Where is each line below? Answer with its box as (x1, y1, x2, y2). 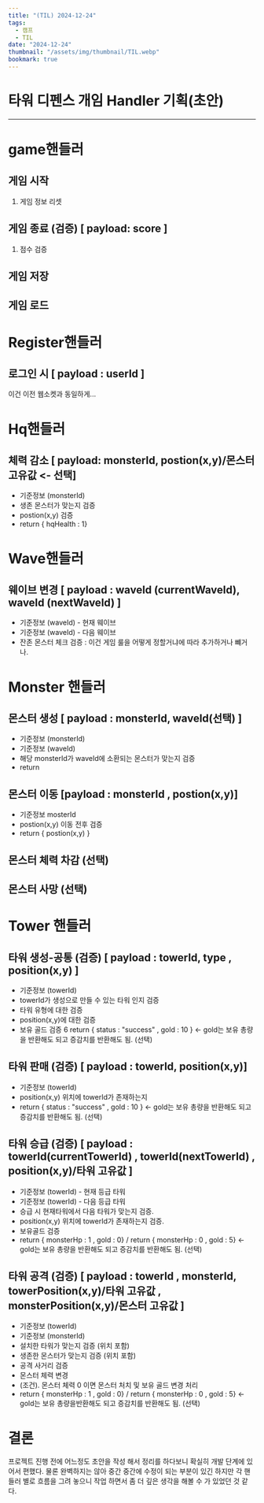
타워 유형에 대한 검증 (19, 1005, 83, 1015)
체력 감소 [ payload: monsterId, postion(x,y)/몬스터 (8, 454, 255, 467)
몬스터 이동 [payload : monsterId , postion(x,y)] (8, 787, 238, 800)
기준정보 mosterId (19, 810, 76, 819)
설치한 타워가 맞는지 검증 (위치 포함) (19, 1341, 130, 1351)
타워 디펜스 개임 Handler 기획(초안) (8, 92, 224, 110)
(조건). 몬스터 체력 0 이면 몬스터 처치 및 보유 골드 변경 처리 (19, 1380, 199, 1390)
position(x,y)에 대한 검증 (19, 1015, 97, 1024)
